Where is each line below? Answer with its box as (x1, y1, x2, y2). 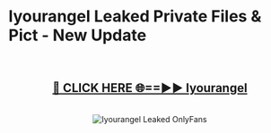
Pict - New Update (8, 25, 147, 46)
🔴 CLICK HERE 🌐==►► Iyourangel (52, 80, 248, 96)
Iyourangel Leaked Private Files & (8, 6, 262, 27)
